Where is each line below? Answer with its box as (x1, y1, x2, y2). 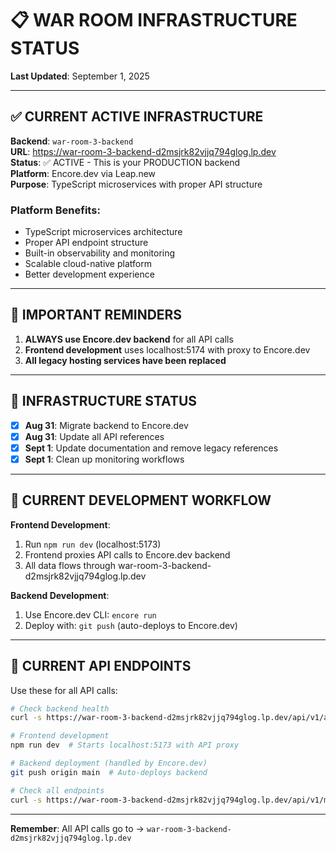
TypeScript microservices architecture (24, 226, 183, 238)
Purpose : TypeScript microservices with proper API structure (10, 178, 263, 190)
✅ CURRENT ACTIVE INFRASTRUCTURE (10, 108, 264, 126)
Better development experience (24, 268, 155, 281)
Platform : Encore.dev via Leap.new (10, 167, 157, 179)
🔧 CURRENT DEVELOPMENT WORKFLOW (10, 492, 272, 509)
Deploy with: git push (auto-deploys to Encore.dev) (24, 619, 238, 631)
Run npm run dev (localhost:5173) (24, 538, 162, 550)
